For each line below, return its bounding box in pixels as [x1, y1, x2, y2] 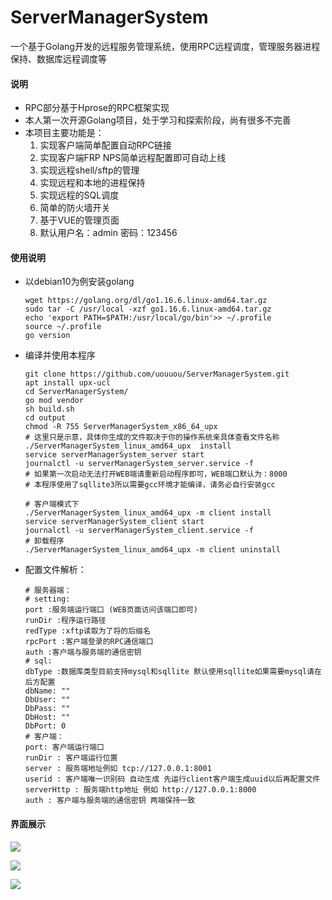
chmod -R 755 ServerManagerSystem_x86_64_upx [24, 422, 218, 432]
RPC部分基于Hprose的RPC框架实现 [24, 102, 170, 114]
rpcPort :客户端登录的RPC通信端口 [24, 637, 154, 647]
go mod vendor [24, 396, 84, 406]
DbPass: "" [24, 704, 71, 714]
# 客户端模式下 [24, 499, 80, 510]
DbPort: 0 [24, 721, 67, 731]
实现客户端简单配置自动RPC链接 [39, 139, 172, 151]
